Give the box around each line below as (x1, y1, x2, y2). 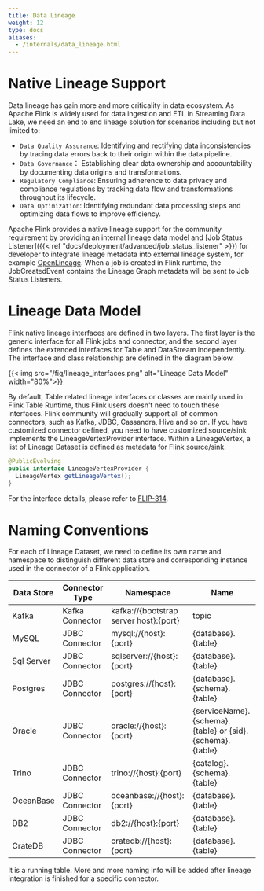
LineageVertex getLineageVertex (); (15, 472, 132, 480)
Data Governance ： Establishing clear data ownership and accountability (19, 159, 253, 168)
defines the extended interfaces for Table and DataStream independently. (8, 345, 247, 354)
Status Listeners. (8, 274, 63, 284)
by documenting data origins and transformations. (19, 168, 182, 177)
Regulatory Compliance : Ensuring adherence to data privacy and (19, 176, 228, 186)
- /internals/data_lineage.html (15, 41, 122, 49)
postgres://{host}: (111, 678, 177, 689)
